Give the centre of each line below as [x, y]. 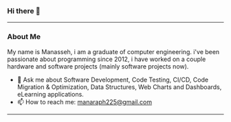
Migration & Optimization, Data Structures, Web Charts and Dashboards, [119, 87]
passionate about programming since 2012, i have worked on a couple [107, 59]
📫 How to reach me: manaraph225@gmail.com [85, 101]
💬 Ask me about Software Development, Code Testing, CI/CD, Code [112, 80]
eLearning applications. [50, 94]
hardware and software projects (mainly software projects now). [98, 66]
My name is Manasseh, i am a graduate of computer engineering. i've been [113, 51]
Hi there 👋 [24, 11]
